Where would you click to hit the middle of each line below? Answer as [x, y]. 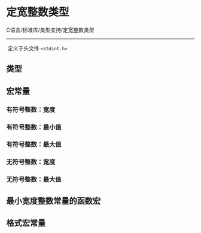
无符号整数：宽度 [31, 162]
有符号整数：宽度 [31, 109]
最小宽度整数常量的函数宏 [53, 201]
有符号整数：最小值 [34, 127]
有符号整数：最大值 [34, 145]
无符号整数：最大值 [34, 180]
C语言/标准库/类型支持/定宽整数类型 [50, 30]
